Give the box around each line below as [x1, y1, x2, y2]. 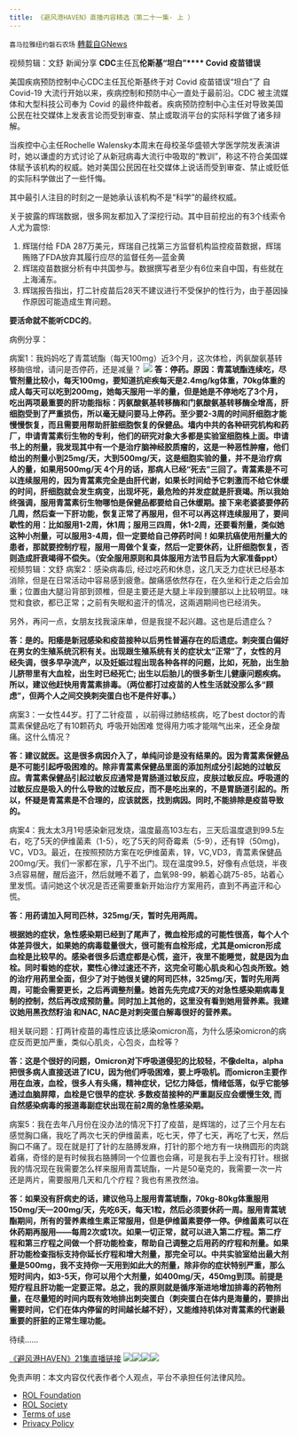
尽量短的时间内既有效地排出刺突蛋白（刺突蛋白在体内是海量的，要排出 [32, 1293, 289, 1304]
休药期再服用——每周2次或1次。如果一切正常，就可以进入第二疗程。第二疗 [9, 1227, 282, 1237]
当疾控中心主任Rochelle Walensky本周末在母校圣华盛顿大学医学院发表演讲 [9, 139, 281, 150]
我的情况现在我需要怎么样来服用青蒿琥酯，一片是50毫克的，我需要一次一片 [9, 1163, 284, 1173]
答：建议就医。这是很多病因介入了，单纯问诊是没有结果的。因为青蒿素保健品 [9, 750, 289, 760]
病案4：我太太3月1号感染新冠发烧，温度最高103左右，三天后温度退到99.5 [9, 824, 277, 835]
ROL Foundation [21, 1389, 82, 1400]
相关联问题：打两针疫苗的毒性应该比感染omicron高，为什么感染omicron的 [9, 1025, 279, 1036]
